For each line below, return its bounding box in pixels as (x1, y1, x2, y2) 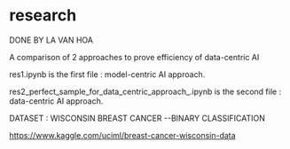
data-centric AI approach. (9, 95, 104, 106)
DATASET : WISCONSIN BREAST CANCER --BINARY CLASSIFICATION (9, 113, 266, 123)
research (9, 5, 77, 26)
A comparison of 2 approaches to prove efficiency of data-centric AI (9, 51, 260, 62)
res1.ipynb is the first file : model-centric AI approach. (9, 68, 206, 80)
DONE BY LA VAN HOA (9, 35, 93, 45)
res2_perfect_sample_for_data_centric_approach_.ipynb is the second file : (9, 86, 282, 97)
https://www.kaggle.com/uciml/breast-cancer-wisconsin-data (9, 129, 237, 140)
